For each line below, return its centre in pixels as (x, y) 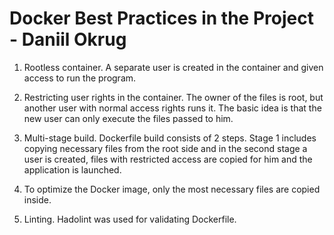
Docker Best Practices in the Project (161, 18)
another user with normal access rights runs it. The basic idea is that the (172, 108)
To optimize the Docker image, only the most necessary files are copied (172, 189)
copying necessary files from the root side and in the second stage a (165, 148)
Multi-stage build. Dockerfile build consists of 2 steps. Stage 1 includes (170, 138)
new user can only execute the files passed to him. (128, 118)
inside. (37, 199)
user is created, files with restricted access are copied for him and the (168, 159)
